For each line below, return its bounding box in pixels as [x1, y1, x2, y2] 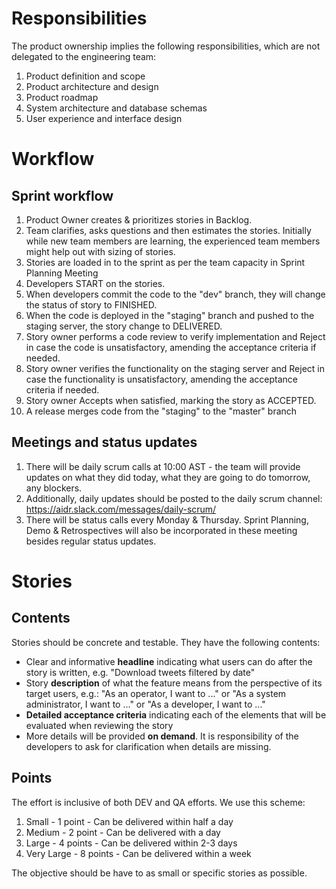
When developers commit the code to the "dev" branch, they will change [25, 288, 326, 300]
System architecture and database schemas [25, 102, 208, 114]
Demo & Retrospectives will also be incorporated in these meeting [25, 524, 298, 536]
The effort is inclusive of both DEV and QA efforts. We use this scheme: [11, 796, 306, 808]
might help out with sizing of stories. [25, 245, 176, 257]
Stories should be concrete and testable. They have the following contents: [11, 636, 321, 648]
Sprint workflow [11, 187, 114, 204]
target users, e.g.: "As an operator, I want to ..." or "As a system [25, 687, 287, 699]
